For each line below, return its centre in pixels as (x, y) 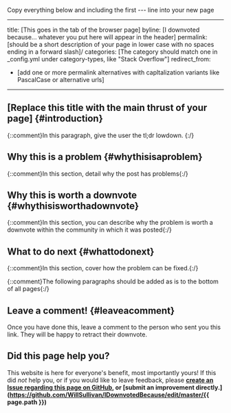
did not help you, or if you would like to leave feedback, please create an (110, 380)
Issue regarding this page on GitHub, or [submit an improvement (101, 387)
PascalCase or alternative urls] (60, 80)
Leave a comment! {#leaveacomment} (91, 311)
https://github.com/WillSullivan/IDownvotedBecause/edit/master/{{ (109, 394)
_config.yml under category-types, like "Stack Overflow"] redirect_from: (109, 59)
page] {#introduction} (55, 119)
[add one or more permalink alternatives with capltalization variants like (118, 72)
